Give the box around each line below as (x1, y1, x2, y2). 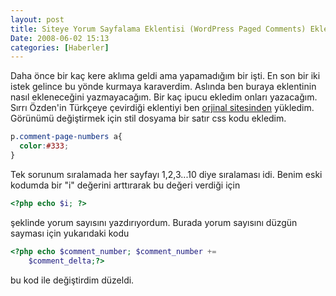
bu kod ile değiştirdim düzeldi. (10, 274, 135, 286)
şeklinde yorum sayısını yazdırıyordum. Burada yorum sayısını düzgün (10, 216, 298, 228)
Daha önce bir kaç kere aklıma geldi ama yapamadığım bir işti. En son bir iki (10, 70, 321, 82)
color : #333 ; (19, 141, 70, 151)
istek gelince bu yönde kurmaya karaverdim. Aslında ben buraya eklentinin (10, 81, 317, 93)
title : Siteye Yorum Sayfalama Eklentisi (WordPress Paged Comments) (10, 24, 307, 34)
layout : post (10, 14, 65, 25)
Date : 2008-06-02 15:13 (10, 33, 110, 43)
